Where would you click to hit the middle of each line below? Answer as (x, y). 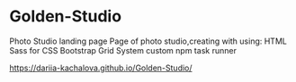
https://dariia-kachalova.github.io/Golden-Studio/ (101, 68)
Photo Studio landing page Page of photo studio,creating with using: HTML (148, 41)
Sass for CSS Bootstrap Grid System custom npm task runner (123, 50)
